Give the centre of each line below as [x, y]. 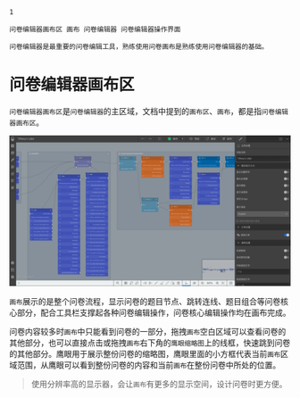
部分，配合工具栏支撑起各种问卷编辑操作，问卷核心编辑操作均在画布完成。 [154, 312]
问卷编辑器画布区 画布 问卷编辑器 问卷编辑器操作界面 [95, 29]
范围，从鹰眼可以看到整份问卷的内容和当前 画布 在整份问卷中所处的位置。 [149, 365]
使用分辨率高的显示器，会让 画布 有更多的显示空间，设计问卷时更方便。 [159, 384]
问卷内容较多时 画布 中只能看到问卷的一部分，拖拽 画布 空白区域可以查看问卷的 [148, 331]
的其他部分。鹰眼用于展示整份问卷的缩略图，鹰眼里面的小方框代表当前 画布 [145, 353]
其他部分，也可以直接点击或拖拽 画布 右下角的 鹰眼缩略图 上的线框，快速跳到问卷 [150, 343]
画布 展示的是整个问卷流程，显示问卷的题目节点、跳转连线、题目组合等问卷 [145, 301]
